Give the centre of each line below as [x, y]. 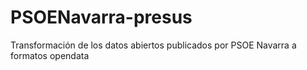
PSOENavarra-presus [101, 17]
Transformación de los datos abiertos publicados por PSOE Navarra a [153, 45]
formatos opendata [50, 55]
